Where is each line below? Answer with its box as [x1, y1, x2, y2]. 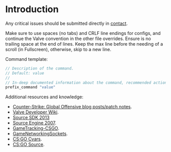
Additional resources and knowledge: [5, 94, 83, 100]
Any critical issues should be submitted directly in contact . [5, 20, 128, 26]
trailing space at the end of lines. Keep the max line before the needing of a [5, 41, 163, 47]
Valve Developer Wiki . [12, 109, 59, 115]
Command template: [5, 56, 48, 62]
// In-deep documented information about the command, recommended [5, 80, 152, 85]
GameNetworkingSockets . [12, 131, 68, 137]
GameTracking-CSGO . [12, 125, 60, 131]
